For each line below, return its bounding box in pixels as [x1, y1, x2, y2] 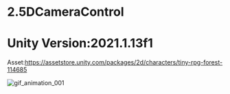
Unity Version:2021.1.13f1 [7, 36, 153, 51]
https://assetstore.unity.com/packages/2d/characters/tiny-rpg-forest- [25, 58, 223, 67]
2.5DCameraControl [7, 4, 124, 20]
